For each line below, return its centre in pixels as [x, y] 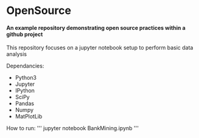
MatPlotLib [29, 117]
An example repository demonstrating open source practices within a [96, 27]
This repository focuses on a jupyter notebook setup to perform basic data [100, 48]
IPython [25, 91]
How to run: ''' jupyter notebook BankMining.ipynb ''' [72, 128]
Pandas [25, 103]
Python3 [26, 78]
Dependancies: [25, 66]
